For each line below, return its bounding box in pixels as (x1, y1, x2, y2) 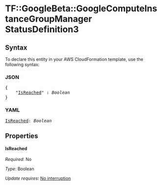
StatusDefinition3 (5, 24, 79, 35)
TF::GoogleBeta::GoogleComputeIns (5, 3, 158, 14)
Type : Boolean (5, 166, 34, 172)
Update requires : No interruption (5, 175, 71, 182)
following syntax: (5, 62, 40, 67)
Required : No (5, 157, 32, 162)
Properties (5, 132, 38, 140)
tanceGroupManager (5, 13, 92, 25)
